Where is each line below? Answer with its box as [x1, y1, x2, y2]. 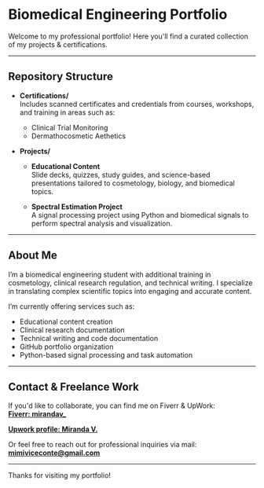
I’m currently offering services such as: [8, 301, 135, 311]
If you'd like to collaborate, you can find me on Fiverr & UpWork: [8, 401, 216, 410]
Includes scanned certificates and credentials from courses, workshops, [19, 99, 255, 108]
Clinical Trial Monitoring [31, 123, 108, 132]
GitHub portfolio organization [19, 342, 114, 351]
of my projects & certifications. [8, 39, 108, 49]
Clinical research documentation [19, 325, 125, 335]
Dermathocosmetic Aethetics [31, 131, 126, 141]
